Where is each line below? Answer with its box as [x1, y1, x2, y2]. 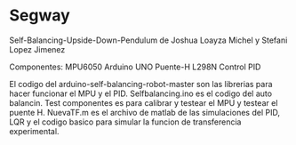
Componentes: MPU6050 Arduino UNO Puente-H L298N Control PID [9, 61, 261, 72]
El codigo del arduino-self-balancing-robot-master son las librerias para [9, 78, 273, 89]
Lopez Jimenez [9, 44, 66, 54]
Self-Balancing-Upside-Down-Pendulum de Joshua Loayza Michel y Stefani [9, 35, 288, 45]
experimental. [9, 125, 60, 136]
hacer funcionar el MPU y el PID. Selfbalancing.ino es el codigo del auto [9, 88, 273, 99]
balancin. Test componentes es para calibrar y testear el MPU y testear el [9, 97, 278, 108]
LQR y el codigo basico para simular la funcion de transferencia [9, 117, 242, 127]
